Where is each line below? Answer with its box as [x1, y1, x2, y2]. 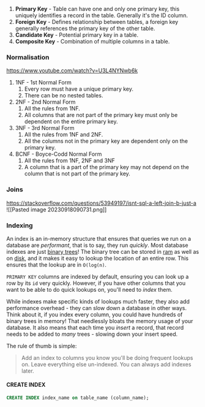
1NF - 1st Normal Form [15, 79, 72, 86]
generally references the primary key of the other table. [15, 25, 155, 32]
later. [21, 367, 35, 375]
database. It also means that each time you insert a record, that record [6, 324, 184, 331]
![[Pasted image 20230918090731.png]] [6, 205, 107, 213]
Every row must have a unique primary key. [24, 85, 133, 93]
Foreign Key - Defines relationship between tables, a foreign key [15, 18, 179, 25]
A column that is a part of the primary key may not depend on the [24, 164, 190, 171]
